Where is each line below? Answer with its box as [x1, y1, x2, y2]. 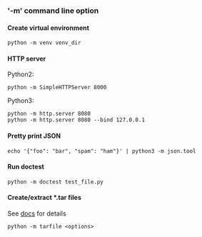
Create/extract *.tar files [7, 193, 82, 202]
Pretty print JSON [7, 131, 61, 140]
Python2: [7, 70, 34, 79]
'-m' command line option [7, 6, 99, 16]
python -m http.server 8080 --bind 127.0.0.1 [7, 116, 145, 123]
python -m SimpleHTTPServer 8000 [7, 84, 107, 91]
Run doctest [7, 163, 44, 171]
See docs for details [7, 209, 66, 218]
